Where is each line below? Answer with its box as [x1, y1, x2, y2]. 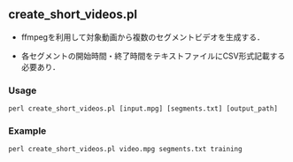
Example [8, 125, 47, 137]
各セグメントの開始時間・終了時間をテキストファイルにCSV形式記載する [20, 50, 286, 61]
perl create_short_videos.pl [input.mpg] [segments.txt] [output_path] [8, 104, 278, 113]
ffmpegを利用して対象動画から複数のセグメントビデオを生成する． [20, 31, 265, 42]
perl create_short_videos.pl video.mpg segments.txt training [8, 145, 243, 154]
